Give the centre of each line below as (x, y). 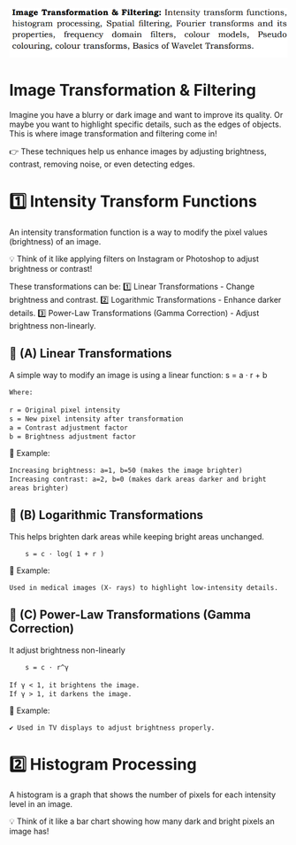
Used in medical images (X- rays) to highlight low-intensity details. (144, 587)
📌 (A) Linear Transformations (91, 354)
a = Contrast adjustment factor (68, 428)
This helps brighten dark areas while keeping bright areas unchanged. (137, 536)
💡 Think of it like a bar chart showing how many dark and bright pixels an (142, 821)
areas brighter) (39, 488)
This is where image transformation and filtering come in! (114, 134)
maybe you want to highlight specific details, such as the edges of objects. (145, 124)
